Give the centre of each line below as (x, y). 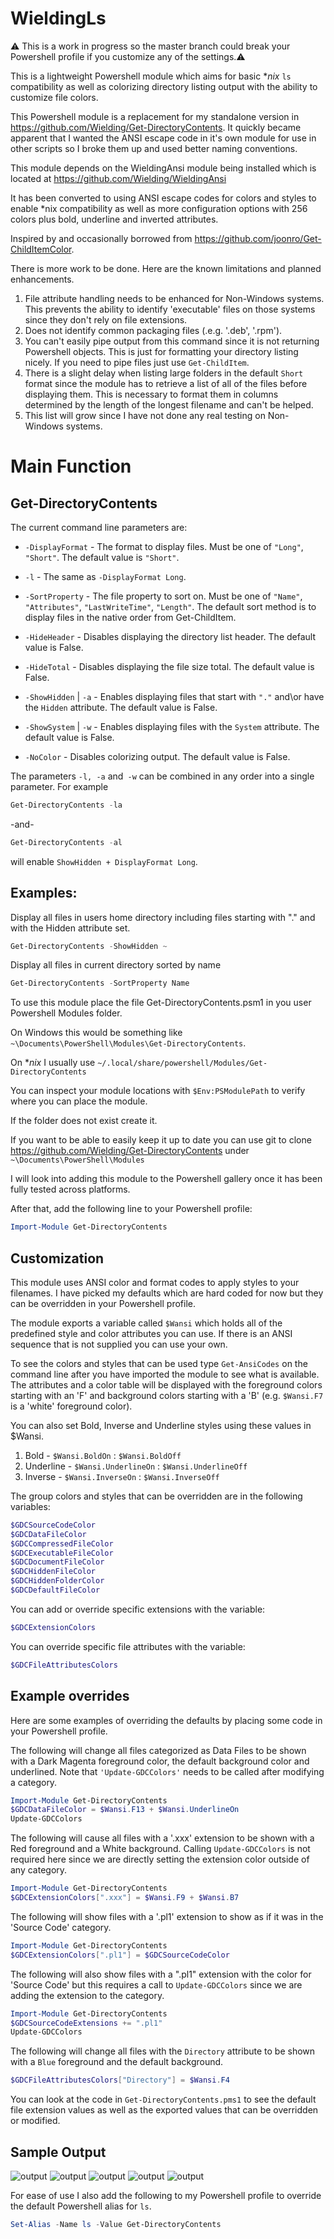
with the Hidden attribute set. (70, 928)
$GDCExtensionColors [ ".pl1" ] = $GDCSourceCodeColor (120, 1955)
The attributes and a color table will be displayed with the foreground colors (166, 1384)
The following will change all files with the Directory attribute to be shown (163, 2051)
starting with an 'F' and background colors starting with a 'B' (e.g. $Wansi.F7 (167, 1395)
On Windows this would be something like (96, 1033)
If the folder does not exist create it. (84, 1121)
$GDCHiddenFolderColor (57, 1581)
